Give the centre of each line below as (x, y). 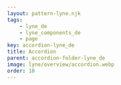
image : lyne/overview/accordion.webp (61, 64)
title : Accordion (32, 52)
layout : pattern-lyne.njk (44, 13)
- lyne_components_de (50, 33)
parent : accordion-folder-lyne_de (56, 58)
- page (29, 39)
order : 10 (21, 71)
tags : (15, 20)
